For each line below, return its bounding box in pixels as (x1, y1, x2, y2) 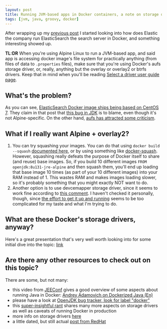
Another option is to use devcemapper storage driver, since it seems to (12, 185, 158, 191)
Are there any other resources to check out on (5, 256, 151, 264)
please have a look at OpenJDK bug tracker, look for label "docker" (12, 297, 150, 303)
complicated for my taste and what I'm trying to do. (12, 201, 118, 207)
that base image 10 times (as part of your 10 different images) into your (12, 169, 158, 175)
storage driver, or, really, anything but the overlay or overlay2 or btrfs (5, 66, 147, 72)
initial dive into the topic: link (5, 241, 64, 247)
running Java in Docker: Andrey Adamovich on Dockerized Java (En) (12, 292, 153, 298)
